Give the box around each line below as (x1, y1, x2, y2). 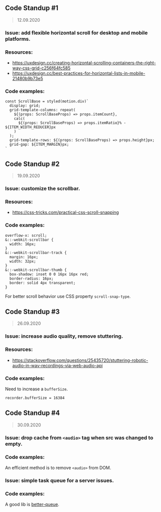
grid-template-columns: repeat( (9, 108, 76, 113)
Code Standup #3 (5, 308, 60, 316)
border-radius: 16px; (9, 276, 54, 281)
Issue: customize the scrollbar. (5, 185, 80, 192)
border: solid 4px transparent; (9, 280, 76, 285)
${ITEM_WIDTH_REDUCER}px (5, 125, 56, 130)
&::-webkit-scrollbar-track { (5, 250, 67, 255)
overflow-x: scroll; (5, 233, 48, 238)
